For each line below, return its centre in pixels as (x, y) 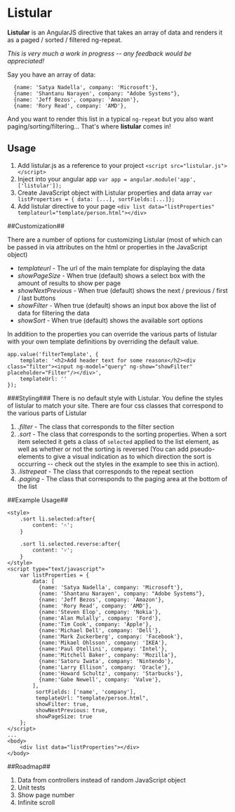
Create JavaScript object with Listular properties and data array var (115, 192)
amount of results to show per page (69, 283)
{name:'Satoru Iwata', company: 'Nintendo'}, (106, 661)
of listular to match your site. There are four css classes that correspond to (115, 405)
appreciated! (26, 60)
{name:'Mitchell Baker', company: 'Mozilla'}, (108, 655)
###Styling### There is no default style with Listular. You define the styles (115, 398)
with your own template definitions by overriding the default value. (103, 341)
